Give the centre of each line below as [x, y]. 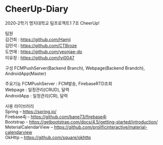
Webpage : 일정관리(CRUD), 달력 [37, 90]
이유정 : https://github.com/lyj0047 [40, 57]
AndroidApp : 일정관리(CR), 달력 [37, 95]
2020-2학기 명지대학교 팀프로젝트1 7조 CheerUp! [52, 23]
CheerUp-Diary [37, 9]
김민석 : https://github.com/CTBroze [41, 45]
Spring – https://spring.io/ [31, 111]
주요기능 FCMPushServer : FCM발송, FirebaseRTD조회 [59, 83]
